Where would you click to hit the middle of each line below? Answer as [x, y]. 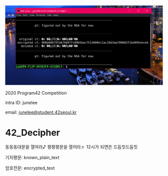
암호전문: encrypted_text [30, 168]
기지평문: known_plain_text [32, 158]
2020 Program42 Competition [36, 93]
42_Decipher [32, 132]
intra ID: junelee [21, 103]
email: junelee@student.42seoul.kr [41, 112]
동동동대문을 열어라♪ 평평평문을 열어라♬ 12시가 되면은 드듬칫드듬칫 [71, 147]
